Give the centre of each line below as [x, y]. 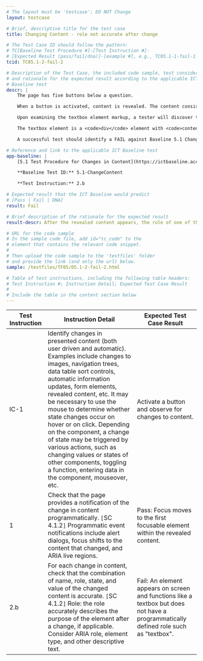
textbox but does [161, 603]
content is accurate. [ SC [82, 596]
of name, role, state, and [82, 581]
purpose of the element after [88, 619]
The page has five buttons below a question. [76, 96]
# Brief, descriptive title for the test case [66, 29]
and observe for [159, 409]
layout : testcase [28, 18]
